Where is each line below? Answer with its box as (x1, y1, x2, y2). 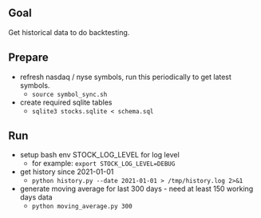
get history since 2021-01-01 (19, 167, 114, 176)
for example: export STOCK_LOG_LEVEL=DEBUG (31, 159, 176, 168)
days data (19, 192, 53, 202)
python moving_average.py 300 (31, 203, 133, 211)
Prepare (8, 51, 49, 65)
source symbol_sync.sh (31, 90, 108, 98)
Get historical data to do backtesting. (8, 27, 130, 37)
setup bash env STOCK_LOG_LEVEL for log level (19, 150, 180, 160)
